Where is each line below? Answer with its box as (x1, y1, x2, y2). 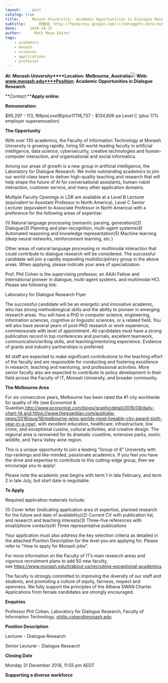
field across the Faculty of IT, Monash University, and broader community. (5, 375, 158, 381)
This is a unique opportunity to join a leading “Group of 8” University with (5, 446, 156, 452)
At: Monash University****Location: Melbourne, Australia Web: (5, 73, 148, 79)
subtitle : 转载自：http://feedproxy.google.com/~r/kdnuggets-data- (5, 21, 157, 27)
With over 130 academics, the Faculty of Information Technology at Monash (5, 137, 161, 143)
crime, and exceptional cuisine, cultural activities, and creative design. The (5, 426, 159, 432)
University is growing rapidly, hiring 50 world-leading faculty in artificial (5, 143, 152, 149)
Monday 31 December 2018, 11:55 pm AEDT (5, 662, 95, 668)
